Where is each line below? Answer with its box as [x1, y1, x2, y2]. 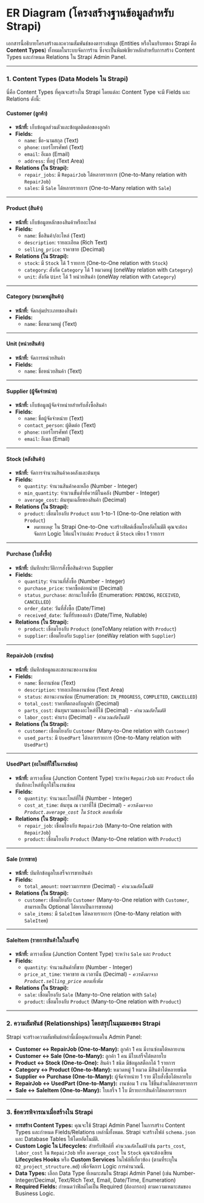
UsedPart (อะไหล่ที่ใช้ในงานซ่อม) [6, 760, 78, 767]
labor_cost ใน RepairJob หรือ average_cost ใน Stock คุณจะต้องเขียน [15, 1149, 172, 1157]
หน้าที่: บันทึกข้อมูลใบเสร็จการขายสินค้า [15, 869, 93, 877]
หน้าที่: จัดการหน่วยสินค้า [15, 354, 66, 362]
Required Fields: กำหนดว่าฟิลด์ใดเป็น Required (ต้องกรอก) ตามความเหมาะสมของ [15, 1183, 191, 1190]
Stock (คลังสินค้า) [6, 455, 46, 462]
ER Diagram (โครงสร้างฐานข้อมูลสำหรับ [6, 6, 174, 20]
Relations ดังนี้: [6, 95, 41, 103]
